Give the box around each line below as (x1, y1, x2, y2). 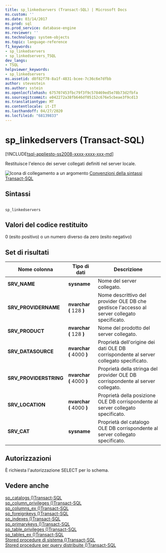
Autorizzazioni (5, 454, 52, 462)
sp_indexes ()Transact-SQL (5, 516, 61, 522)
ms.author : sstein (5, 85, 43, 91)
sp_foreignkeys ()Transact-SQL (5, 510, 69, 516)
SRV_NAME (7, 280, 36, 287)
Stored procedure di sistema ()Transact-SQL (5, 537, 95, 543)
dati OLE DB (98, 345, 126, 352)
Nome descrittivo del (98, 292, 147, 299)
